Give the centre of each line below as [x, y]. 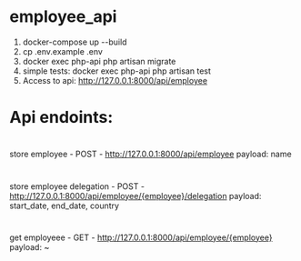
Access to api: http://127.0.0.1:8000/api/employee [115, 80]
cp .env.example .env [62, 51]
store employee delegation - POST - [77, 186]
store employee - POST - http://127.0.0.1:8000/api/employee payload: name [151, 154]
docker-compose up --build [75, 42]
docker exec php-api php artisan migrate [99, 61]
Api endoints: [61, 118]
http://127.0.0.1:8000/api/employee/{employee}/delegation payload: [135, 196]
